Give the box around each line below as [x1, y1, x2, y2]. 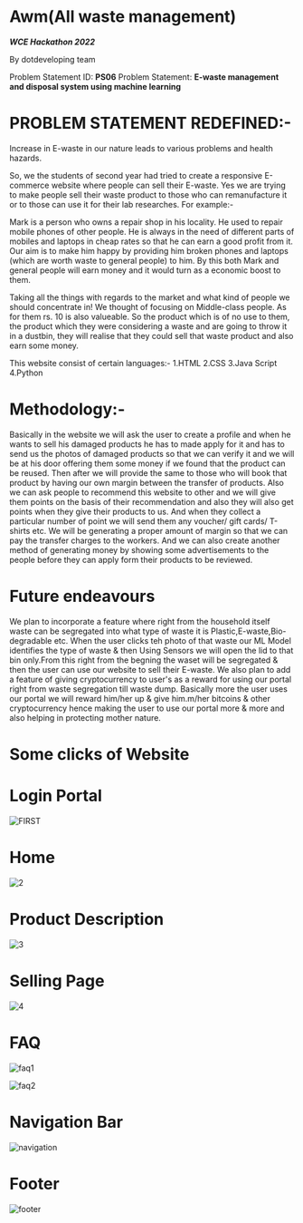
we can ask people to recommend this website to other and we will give [9, 487, 276, 498]
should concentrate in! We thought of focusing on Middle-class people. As [9, 301, 287, 312]
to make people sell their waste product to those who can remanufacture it [9, 189, 288, 200]
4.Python [9, 367, 43, 378]
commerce [9, 180, 50, 190]
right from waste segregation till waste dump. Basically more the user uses [9, 683, 288, 694]
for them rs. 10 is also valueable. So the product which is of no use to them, [9, 311, 290, 322]
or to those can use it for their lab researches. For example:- [9, 199, 233, 209]
